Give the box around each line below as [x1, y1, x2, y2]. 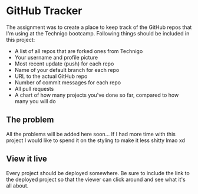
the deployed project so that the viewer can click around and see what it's [6, 176, 186, 183]
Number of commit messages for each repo [14, 78, 121, 86]
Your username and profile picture [14, 54, 98, 61]
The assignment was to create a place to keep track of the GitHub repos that [6, 24, 192, 31]
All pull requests [14, 85, 54, 92]
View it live [6, 154, 47, 164]
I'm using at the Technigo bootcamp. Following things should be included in [6, 29, 190, 37]
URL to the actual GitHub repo [14, 73, 88, 80]
